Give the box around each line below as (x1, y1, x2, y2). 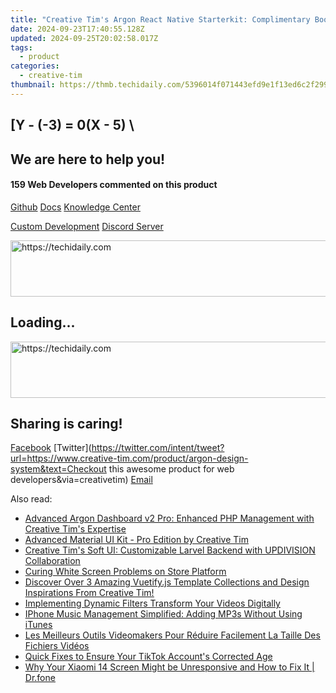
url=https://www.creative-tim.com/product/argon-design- (10, 452, 249, 465)
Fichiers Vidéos (24, 640, 90, 652)
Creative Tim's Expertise (24, 523, 127, 535)
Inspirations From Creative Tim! (24, 587, 155, 599)
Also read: (10, 493, 53, 505)
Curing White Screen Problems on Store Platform (24, 566, 227, 578)
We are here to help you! (10, 151, 166, 168)
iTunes (24, 619, 53, 631)
